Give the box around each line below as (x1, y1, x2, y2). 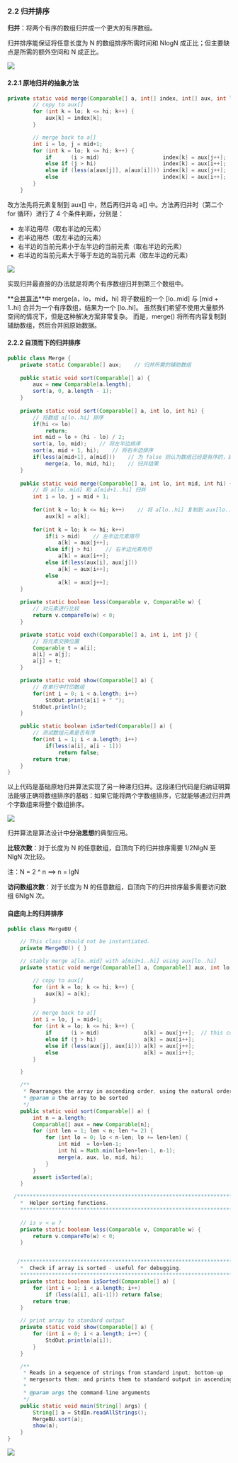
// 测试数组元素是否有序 (33, 729, 96, 737)
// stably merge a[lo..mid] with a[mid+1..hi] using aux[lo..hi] (20, 957, 217, 965)
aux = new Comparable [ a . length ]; (33, 381, 132, 388)
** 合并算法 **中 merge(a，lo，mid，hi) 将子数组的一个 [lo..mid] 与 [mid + (7, 294, 219, 303)
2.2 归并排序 (7, 6, 50, 16)
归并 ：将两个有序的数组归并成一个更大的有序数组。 (7, 23, 157, 33)
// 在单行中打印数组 (33, 683, 85, 691)
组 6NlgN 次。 (7, 891, 48, 900)
